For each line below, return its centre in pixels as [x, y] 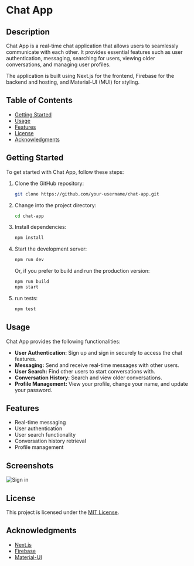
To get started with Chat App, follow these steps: [65, 172]
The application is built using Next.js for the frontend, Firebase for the [90, 76]
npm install [29, 238]
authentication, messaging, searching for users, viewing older [81, 58]
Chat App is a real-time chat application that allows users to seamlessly [92, 46]
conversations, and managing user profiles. [58, 64]
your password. [33, 390]
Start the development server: [51, 249]
